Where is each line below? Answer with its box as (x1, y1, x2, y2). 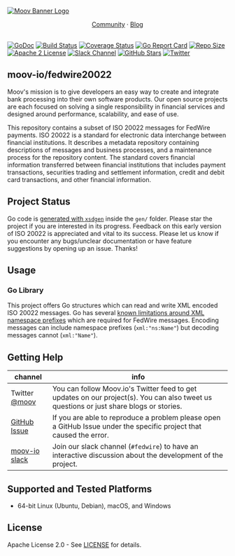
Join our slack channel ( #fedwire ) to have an (52, 442, 199, 452)
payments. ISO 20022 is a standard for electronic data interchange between (7, 130, 227, 139)
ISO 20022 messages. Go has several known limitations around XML (7, 309, 205, 317)
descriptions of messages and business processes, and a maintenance (7, 146, 212, 154)
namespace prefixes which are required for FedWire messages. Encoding (7, 316, 219, 325)
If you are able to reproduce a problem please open (52, 413, 221, 423)
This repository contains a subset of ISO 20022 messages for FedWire (7, 123, 211, 132)
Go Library (7, 285, 44, 295)
